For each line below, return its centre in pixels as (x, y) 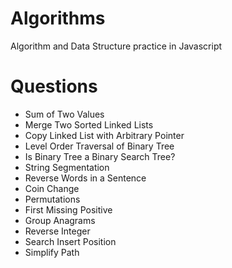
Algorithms (58, 18)
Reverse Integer (57, 231)
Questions (54, 86)
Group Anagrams (60, 220)
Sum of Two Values (64, 114)
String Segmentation (67, 167)
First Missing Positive (68, 209)
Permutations (52, 199)
